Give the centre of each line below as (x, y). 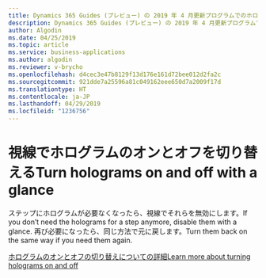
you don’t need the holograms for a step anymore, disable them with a (123, 222)
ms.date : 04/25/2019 (42, 38)
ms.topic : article (38, 45)
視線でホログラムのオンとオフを (112, 153)
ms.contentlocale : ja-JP (49, 97)
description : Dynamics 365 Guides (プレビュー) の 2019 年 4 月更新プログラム (132, 23)
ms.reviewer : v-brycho (46, 67)
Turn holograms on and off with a (146, 173)
